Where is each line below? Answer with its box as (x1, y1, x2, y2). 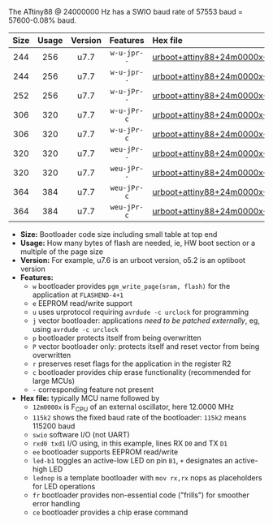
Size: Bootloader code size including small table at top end (19, 230, 218, 239)
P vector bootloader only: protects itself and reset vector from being (32, 342, 260, 351)
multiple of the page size (19, 247, 104, 256)
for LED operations (32, 481, 96, 491)
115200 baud (32, 421, 76, 431)
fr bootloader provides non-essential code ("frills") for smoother (32, 490, 250, 500)
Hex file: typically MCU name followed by (19, 394, 160, 402)
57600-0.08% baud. (8, 15, 77, 25)
